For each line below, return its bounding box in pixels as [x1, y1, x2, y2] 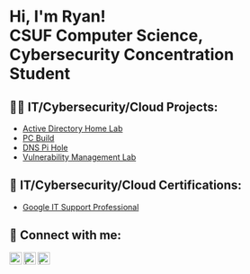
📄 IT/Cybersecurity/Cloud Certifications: [9, 178, 243, 193]
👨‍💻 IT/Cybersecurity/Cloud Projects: [9, 99, 219, 114]
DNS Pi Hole [22, 142, 68, 153]
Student [9, 64, 71, 84]
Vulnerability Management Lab [22, 152, 137, 163]
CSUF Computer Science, [9, 25, 203, 46]
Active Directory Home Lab [22, 123, 123, 134]
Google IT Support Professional [22, 201, 139, 212]
